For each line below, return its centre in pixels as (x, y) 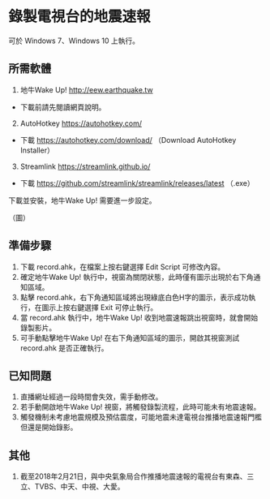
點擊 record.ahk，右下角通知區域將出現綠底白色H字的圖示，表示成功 (134, 297)
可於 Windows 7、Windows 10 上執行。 (74, 41)
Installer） (37, 150)
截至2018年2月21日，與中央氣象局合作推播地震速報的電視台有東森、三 (137, 476)
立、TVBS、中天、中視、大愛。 (72, 487)
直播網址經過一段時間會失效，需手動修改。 (91, 397)
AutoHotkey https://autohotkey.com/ (81, 123)
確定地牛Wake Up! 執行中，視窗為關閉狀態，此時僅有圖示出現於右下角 (137, 277)
